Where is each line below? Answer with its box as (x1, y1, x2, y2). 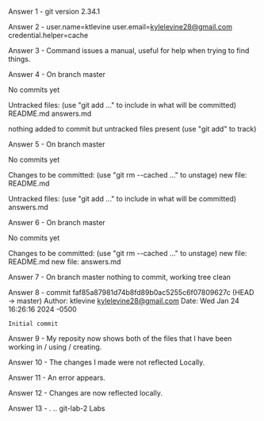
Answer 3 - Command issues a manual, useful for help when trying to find (8, 46, 250, 55)
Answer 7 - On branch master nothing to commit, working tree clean (8, 273, 231, 281)
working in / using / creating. (8, 343, 102, 351)
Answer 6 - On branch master (8, 218, 105, 227)
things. (8, 55, 31, 63)
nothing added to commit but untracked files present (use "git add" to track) (8, 124, 257, 133)
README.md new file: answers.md (8, 257, 121, 266)
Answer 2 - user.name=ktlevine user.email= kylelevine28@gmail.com (8, 22, 232, 31)
